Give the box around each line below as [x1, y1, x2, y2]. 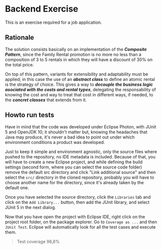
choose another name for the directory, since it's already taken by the [5, 179, 144, 185]
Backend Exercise [5, 3, 78, 15]
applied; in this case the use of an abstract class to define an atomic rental [5, 76, 155, 82]
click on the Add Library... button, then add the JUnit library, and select [5, 199, 150, 205]
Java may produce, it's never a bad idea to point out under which [5, 134, 135, 140]
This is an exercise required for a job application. [5, 19, 103, 25]
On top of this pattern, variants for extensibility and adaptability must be [5, 71, 148, 77]
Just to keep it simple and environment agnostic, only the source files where [5, 149, 157, 155]
